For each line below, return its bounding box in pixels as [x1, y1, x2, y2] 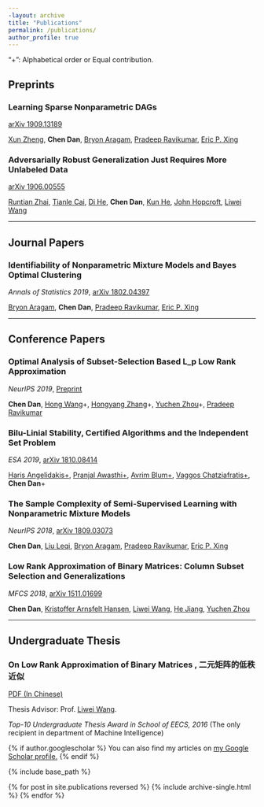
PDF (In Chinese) [8, 690, 64, 699]
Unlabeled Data [8, 164, 68, 175]
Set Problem [8, 437, 57, 448]
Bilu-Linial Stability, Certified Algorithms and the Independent [8, 427, 249, 438]
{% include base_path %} [8, 767, 91, 776]
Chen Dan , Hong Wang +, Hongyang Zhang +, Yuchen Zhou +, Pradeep [8, 399, 235, 409]
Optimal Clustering [8, 269, 82, 280]
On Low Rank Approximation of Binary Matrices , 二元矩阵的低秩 [8, 659, 255, 670]
